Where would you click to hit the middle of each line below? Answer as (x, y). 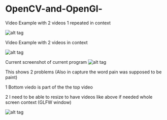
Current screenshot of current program (46, 62)
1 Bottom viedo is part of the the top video (49, 87)
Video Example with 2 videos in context (46, 42)
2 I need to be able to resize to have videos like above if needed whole (79, 97)
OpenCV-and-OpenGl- (54, 9)
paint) (11, 77)
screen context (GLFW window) (39, 102)
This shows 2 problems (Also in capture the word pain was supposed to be (83, 72)
